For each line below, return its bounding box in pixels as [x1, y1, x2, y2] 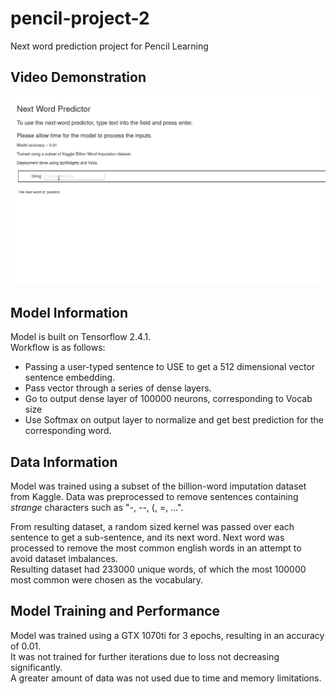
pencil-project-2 [10, 7, 150, 30]
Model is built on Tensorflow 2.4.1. [10, 331, 152, 343]
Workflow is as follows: [10, 342, 106, 354]
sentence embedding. [24, 372, 116, 384]
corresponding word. [24, 425, 112, 437]
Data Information [10, 453, 118, 471]
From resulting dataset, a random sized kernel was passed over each [10, 521, 295, 533]
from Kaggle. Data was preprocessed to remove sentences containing [10, 491, 299, 503]
